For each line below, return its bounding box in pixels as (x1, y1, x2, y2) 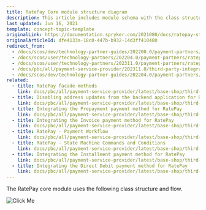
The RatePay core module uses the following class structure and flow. (6, 185, 183, 193)
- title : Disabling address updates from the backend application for (12, 94, 196, 100)
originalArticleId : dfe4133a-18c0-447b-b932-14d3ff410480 (6, 37, 158, 43)
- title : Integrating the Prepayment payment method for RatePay (12, 105, 183, 112)
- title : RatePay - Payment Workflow (12, 129, 109, 135)
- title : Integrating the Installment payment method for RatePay (12, 151, 185, 157)
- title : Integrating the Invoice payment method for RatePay (12, 117, 174, 123)
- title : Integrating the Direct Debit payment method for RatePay (12, 163, 188, 169)
